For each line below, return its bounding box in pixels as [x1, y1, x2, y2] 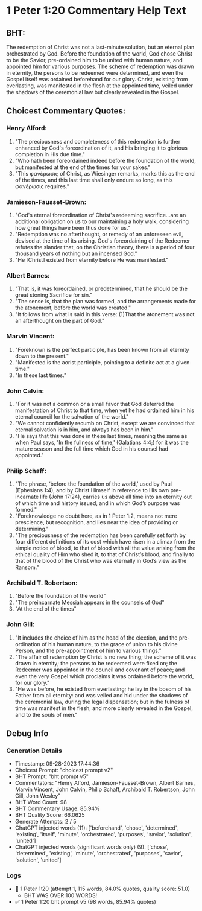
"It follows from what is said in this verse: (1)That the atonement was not [14, 311, 195, 318]
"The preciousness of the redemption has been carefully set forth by [14, 532, 186, 539]
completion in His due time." [14, 150, 86, 157]
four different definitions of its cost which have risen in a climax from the [14, 538, 196, 545]
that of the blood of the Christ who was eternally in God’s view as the [14, 557, 187, 565]
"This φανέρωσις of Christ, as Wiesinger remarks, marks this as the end [14, 170, 195, 177]
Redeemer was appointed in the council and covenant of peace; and [14, 666, 185, 673]
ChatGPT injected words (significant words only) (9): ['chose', [14, 843, 169, 851]
